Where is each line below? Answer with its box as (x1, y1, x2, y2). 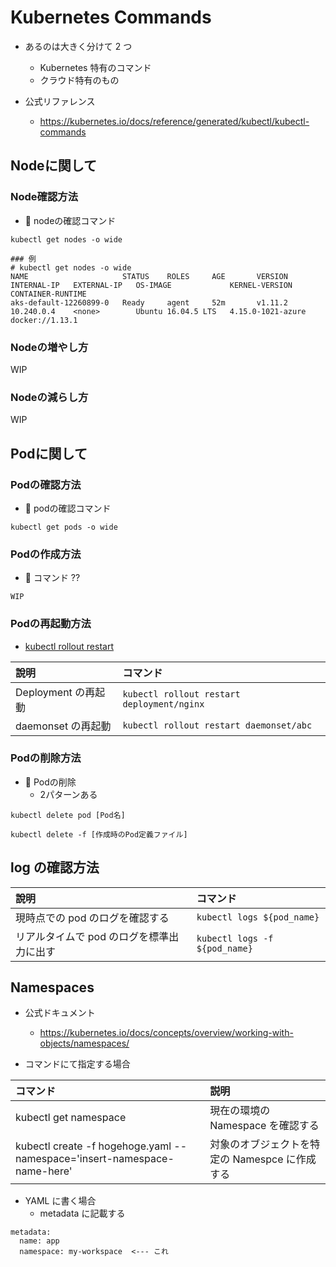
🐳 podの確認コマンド (24, 502, 112, 514)
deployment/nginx (122, 698, 205, 710)
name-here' (15, 1164, 73, 1178)
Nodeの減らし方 (10, 390, 89, 404)
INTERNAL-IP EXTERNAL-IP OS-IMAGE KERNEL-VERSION (10, 280, 293, 290)
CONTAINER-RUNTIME (10, 289, 87, 299)
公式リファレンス (24, 95, 96, 107)
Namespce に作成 (232, 1152, 317, 1166)
